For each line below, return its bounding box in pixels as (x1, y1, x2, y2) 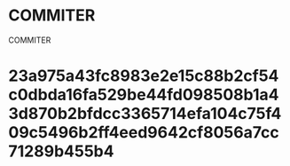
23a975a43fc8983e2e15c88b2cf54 (8, 66, 279, 86)
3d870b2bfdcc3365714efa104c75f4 (8, 104, 282, 124)
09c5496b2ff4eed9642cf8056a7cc (8, 123, 280, 143)
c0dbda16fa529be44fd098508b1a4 (8, 85, 279, 105)
